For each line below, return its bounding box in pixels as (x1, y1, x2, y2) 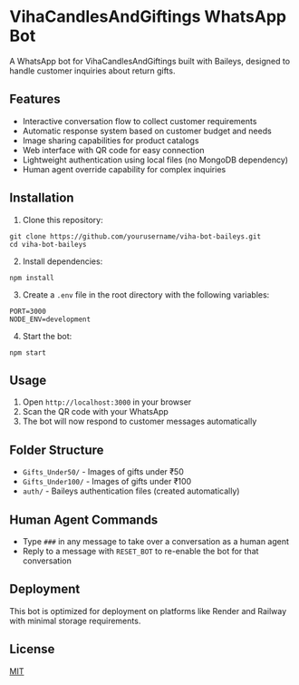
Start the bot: (22, 330, 72, 341)
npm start (9, 347, 47, 357)
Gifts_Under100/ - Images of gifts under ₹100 (22, 476, 192, 487)
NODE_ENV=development (9, 315, 92, 324)
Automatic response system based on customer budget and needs (22, 125, 272, 136)
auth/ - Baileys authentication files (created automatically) (22, 485, 240, 496)
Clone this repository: (22, 214, 103, 225)
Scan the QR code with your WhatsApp (22, 406, 169, 417)
